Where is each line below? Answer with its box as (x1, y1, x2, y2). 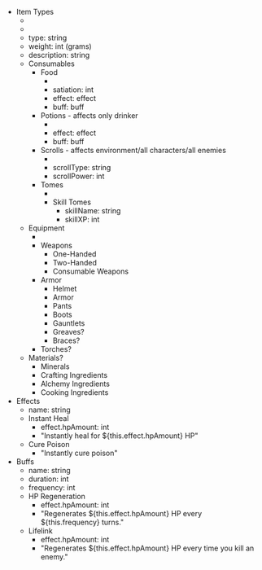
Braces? (52, 335, 81, 345)
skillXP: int (64, 215, 100, 224)
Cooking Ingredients (40, 388, 109, 397)
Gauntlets (52, 318, 85, 328)
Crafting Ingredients (40, 370, 108, 379)
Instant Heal (28, 414, 69, 423)
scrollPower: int (52, 171, 105, 181)
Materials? (28, 353, 63, 362)
